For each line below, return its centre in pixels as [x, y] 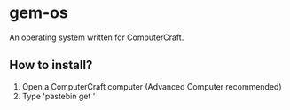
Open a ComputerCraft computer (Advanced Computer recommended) [152, 86]
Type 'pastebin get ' [59, 96]
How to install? [51, 65]
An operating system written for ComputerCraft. [97, 37]
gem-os [39, 13]
